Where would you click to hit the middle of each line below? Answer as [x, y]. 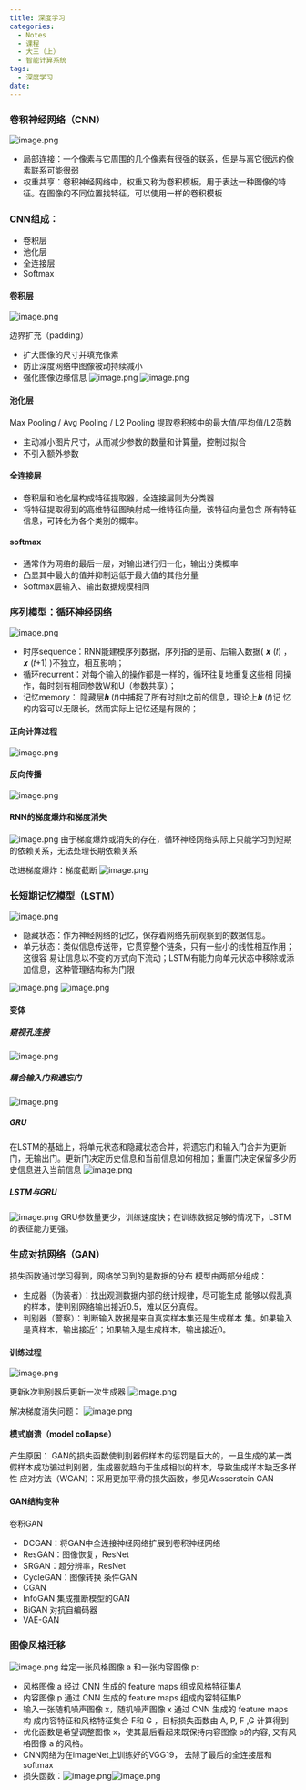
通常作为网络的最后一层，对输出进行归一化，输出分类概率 [130, 563]
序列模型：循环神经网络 [61, 612]
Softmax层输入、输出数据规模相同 [86, 586]
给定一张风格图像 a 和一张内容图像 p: [129, 1667]
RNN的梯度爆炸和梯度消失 [58, 817]
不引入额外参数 [51, 453]
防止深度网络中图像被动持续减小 [82, 366]
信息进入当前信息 [49, 1169]
